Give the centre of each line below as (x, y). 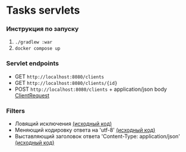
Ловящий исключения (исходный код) (63, 124)
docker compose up (37, 49)
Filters (16, 110)
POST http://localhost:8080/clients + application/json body (91, 89)
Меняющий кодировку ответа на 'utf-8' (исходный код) (85, 130)
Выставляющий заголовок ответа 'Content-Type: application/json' (97, 137)
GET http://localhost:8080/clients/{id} (66, 83)
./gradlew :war (34, 42)
